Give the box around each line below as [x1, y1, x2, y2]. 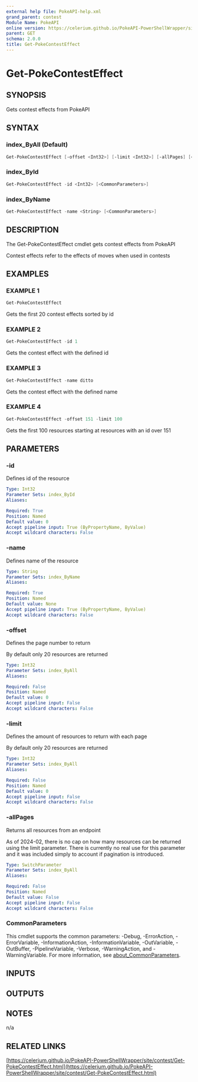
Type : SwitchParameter [6, 862, 62, 868]
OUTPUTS [6, 988, 44, 998]
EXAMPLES [6, 269, 49, 279]
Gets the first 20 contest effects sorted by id [6, 310, 114, 318]
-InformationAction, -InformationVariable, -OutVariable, [41, 939, 175, 946]
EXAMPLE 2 [6, 325, 41, 333]
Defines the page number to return [6, 639, 91, 646]
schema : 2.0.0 [6, 36, 41, 42]
